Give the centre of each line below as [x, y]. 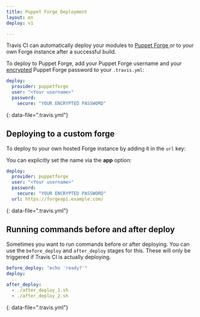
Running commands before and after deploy [91, 230]
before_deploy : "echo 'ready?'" [47, 268]
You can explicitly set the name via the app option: [69, 160]
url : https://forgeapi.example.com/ [58, 199]
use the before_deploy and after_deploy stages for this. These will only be [98, 250]
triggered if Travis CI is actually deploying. [59, 257]
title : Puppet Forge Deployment [47, 12]
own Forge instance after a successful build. [61, 52]
